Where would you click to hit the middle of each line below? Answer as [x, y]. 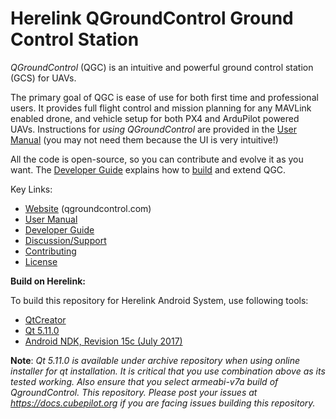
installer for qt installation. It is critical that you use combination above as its [168, 371]
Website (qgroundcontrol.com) [88, 208]
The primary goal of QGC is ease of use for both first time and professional [164, 97]
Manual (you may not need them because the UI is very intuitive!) [144, 139]
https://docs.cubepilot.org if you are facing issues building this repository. [163, 403]
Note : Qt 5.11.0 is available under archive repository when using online [155, 360]
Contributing [50, 251]
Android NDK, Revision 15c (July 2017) [103, 341]
